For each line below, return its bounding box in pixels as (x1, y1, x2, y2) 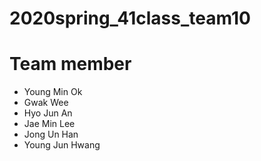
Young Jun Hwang (23, 139, 101, 151)
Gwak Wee (23, 97, 69, 109)
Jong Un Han (23, 128, 79, 141)
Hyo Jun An (23, 107, 73, 119)
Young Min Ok (23, 86, 83, 98)
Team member (9, 53, 132, 76)
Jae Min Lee (23, 118, 76, 130)
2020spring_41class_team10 (9, 7, 251, 30)
